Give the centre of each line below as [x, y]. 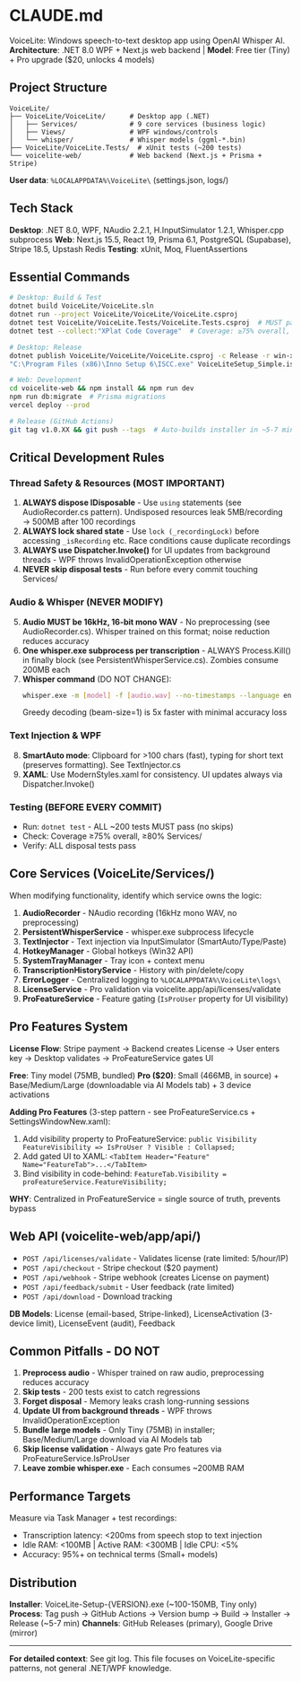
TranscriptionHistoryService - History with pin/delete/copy [133, 970]
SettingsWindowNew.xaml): [60, 1121]
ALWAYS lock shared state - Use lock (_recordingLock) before [141, 531]
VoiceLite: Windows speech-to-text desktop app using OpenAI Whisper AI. [147, 40]
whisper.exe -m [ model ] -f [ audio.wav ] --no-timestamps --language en [157, 695]
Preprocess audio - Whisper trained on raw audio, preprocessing [143, 1373]
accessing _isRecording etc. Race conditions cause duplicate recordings [156, 541]
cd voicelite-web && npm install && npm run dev [102, 388]
